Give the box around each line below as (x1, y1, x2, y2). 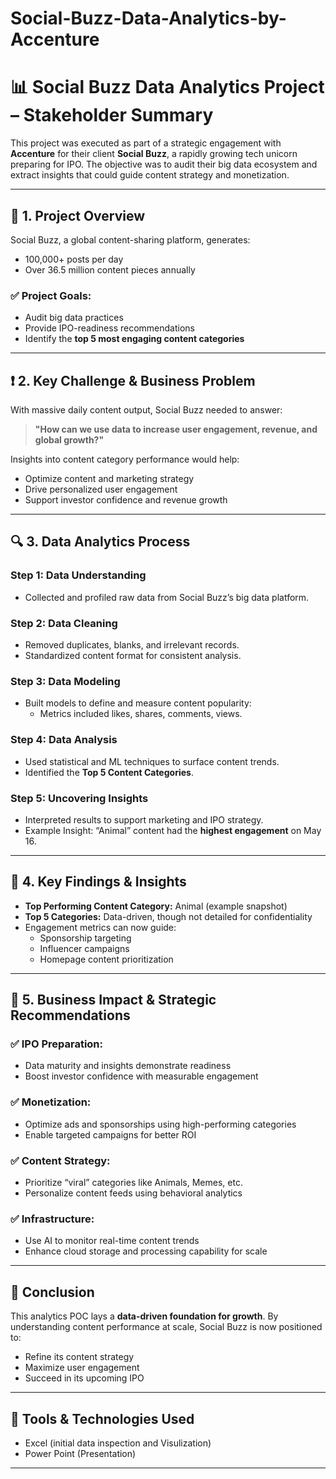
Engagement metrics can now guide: (24, 921, 177, 933)
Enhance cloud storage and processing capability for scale (24, 1245, 268, 1257)
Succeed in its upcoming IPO (24, 1372, 145, 1384)
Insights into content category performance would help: (10, 453, 240, 466)
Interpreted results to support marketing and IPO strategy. (24, 813, 264, 826)
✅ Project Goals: (10, 288, 92, 302)
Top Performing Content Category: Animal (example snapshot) (24, 900, 288, 912)
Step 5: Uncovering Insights (10, 791, 149, 805)
